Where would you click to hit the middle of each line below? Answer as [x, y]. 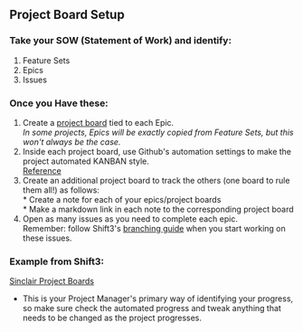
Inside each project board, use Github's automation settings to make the [157, 151]
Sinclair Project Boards [52, 281]
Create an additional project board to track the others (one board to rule [156, 180]
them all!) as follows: [61, 190]
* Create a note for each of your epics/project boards [122, 199]
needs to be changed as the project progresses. [112, 318]
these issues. [47, 238]
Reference [42, 170]
